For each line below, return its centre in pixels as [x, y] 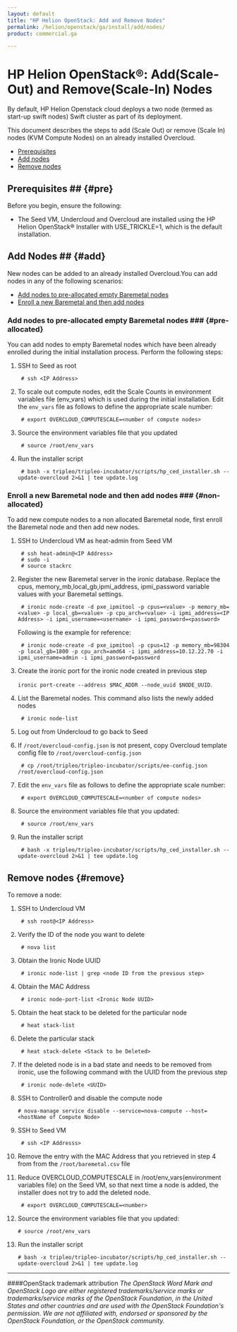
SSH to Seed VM [42, 1130]
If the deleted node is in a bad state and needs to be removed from [115, 1065]
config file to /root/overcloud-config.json [79, 753]
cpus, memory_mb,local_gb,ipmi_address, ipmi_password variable [114, 587]
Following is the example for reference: [74, 633]
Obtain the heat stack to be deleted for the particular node [102, 1012]
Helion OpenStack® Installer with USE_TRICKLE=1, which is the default [120, 227]
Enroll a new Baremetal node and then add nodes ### [101, 496]
